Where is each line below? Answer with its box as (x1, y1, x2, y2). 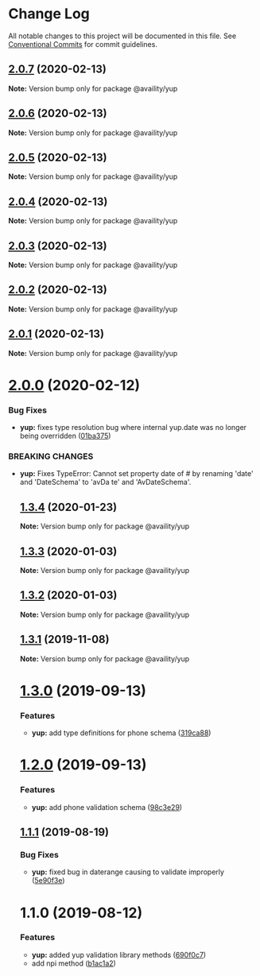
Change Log (8, 5, 90, 23)
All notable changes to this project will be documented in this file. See (8, 31, 237, 41)
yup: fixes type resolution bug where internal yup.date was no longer (19, 423, 247, 432)
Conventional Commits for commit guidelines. (8, 39, 157, 48)
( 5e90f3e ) (31, 876, 65, 885)
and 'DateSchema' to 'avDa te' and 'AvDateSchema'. (19, 478, 192, 487)
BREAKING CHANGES (8, 451, 94, 462)
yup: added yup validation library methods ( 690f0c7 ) (31, 950, 207, 959)
